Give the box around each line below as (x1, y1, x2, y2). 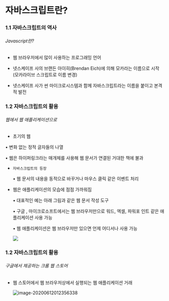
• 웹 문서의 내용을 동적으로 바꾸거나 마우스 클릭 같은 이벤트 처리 (12, 175, 139, 182)
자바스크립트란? (5, 5, 68, 16)
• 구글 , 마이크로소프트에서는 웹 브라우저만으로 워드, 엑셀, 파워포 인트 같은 (12, 208, 159, 214)
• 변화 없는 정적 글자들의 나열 (5, 144, 64, 150)
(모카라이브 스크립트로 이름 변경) (12, 72, 78, 78)
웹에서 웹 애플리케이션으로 (5, 116, 58, 122)
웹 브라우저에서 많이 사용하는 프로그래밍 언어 (12, 55, 102, 61)
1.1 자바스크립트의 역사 (5, 24, 57, 31)
